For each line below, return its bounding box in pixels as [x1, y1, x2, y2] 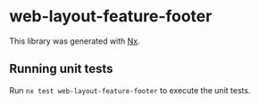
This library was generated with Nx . [9, 36, 140, 46]
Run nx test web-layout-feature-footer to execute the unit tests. [9, 84, 251, 95]
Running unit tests [9, 61, 113, 76]
